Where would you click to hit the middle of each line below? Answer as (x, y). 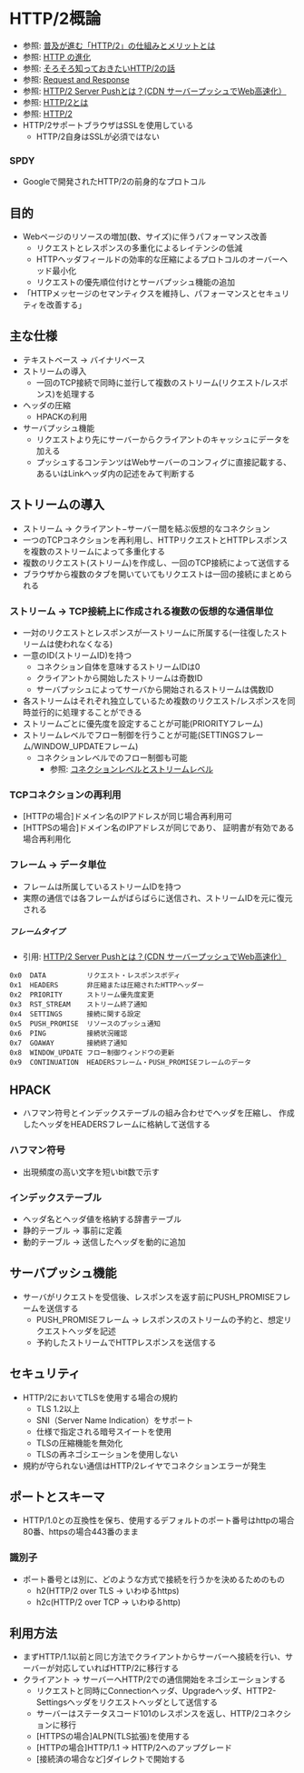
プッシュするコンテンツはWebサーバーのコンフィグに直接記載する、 (164, 462)
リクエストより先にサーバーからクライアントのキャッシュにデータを (163, 439)
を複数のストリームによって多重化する (94, 551)
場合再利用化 (46, 839)
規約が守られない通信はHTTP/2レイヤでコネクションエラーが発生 (144, 1466)
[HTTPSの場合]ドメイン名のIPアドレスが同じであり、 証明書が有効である (158, 827)
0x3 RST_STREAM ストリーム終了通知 (78, 1004)
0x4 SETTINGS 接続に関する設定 (75, 1014)
